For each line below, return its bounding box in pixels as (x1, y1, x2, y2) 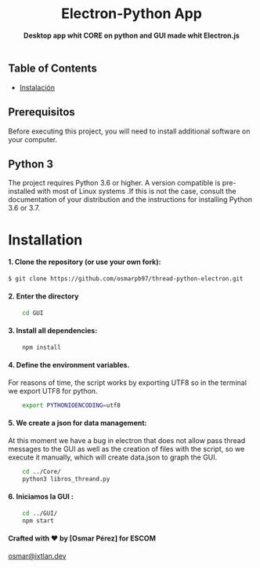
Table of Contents (8, 62, 98, 75)
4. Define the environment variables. (8, 361, 130, 370)
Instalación (19, 82, 56, 92)
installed (8, 186, 36, 196)
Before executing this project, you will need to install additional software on (8, 126, 251, 136)
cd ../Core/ (22, 468, 61, 476)
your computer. (8, 134, 58, 144)
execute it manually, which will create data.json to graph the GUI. (8, 453, 218, 462)
